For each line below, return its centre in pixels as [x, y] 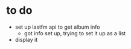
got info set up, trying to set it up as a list [75, 33]
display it [26, 39]
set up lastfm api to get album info [57, 27]
